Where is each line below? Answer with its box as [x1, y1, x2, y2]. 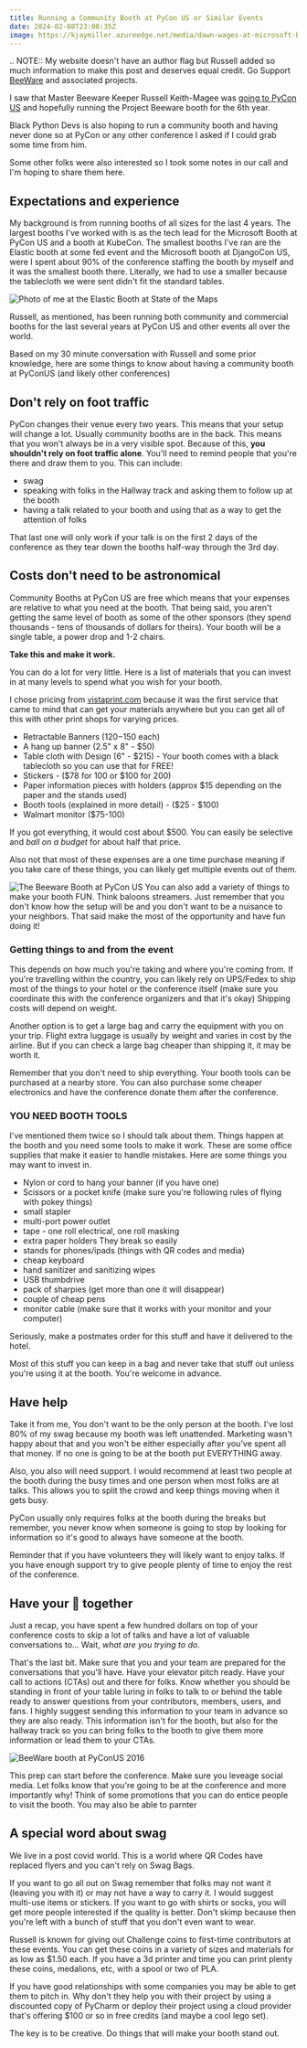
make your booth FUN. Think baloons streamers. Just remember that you [9, 891, 285, 901]
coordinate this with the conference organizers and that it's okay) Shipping [9, 993, 291, 1004]
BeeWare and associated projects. [9, 75, 139, 86]
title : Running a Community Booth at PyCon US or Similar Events [9, 13, 263, 23]
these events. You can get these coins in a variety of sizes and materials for [9, 1944, 294, 1955]
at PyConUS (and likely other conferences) [9, 368, 171, 379]
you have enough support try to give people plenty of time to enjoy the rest [9, 1560, 292, 1571]
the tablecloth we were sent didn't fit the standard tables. [9, 276, 226, 287]
